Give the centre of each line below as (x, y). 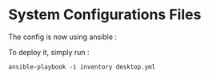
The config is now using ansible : (63, 37)
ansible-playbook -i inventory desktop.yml (82, 67)
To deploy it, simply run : (49, 52)
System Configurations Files (105, 15)
